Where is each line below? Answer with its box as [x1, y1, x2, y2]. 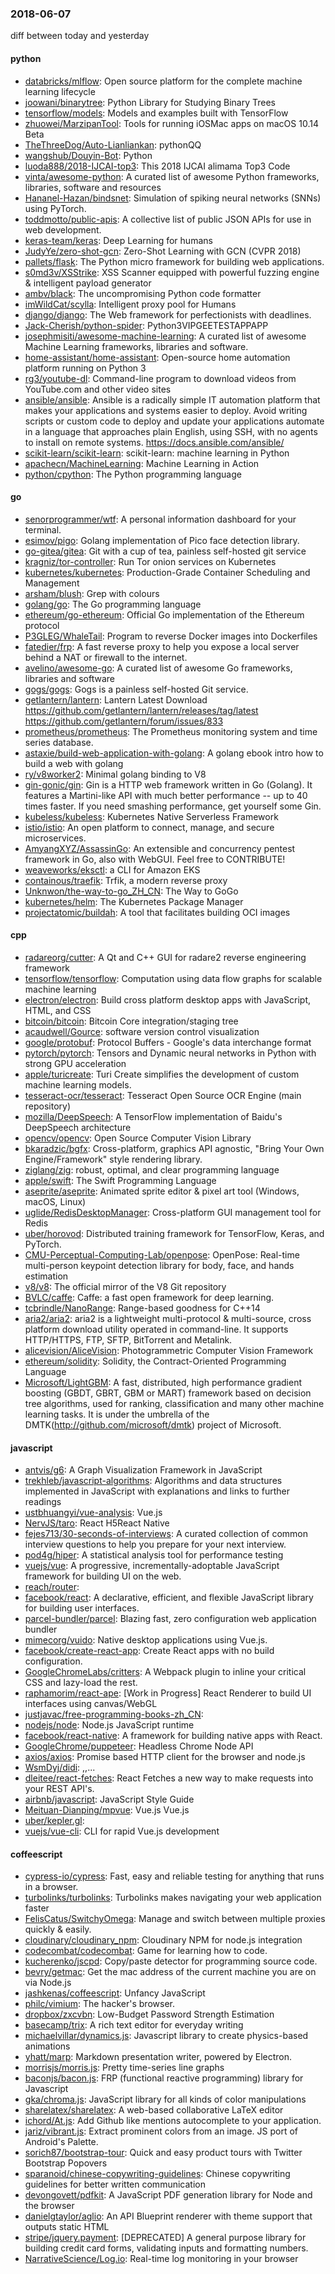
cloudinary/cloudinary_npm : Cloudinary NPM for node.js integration [24, 1934, 303, 1946]
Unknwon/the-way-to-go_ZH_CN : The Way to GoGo [24, 885, 239, 897]
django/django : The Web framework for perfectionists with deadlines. [24, 308, 312, 321]
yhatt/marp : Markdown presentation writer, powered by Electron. [24, 2051, 293, 2063]
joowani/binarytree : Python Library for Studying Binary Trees [24, 96, 276, 108]
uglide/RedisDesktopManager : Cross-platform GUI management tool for [24, 1206, 322, 1218]
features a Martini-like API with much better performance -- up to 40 [24, 789, 308, 801]
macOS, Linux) [24, 1195, 87, 1207]
